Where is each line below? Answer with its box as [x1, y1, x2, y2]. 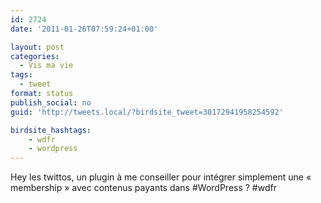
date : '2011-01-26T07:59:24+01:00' [10, 24, 159, 34]
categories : [10, 51, 60, 61]
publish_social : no [10, 97, 92, 108]
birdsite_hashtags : [10, 125, 92, 135]
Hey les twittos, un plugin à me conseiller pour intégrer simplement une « [10, 171, 312, 183]
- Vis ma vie [19, 61, 74, 71]
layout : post [10, 42, 65, 52]
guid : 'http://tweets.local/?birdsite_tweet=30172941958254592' [10, 107, 284, 117]
